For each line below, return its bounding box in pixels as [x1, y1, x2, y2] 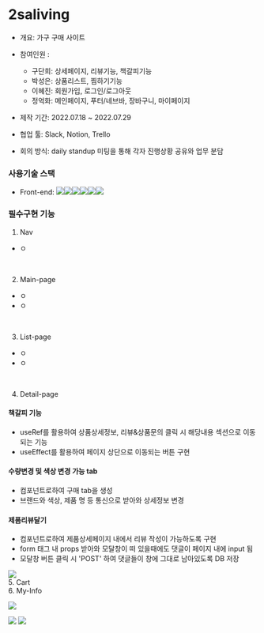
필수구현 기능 [8, 209, 55, 220]
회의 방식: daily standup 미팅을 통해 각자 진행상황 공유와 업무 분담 [19, 146, 224, 156]
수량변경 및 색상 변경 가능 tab [8, 466, 98, 476]
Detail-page [19, 389, 59, 398]
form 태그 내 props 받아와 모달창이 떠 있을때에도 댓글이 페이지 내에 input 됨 [19, 544, 254, 554]
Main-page [19, 274, 56, 284]
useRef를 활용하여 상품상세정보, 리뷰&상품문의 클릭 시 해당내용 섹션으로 [19, 427, 242, 436]
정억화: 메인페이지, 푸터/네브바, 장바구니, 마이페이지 [31, 96, 190, 105]
